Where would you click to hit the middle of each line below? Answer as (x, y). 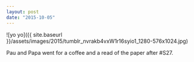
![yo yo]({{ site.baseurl (34, 34)
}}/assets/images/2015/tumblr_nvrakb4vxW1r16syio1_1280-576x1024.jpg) (97, 41)
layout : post (23, 12)
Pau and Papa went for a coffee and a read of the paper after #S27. (90, 52)
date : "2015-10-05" (31, 17)
